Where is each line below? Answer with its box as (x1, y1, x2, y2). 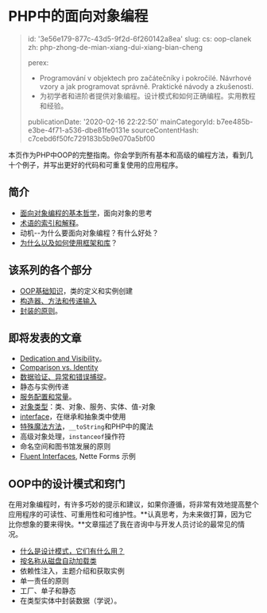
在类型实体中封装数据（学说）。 (19, 596, 122, 606)
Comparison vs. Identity (19, 363, 99, 372)
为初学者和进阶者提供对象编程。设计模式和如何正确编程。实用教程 (39, 91, 256, 100)
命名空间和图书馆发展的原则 (19, 441, 111, 451)
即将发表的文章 (8, 331, 82, 345)
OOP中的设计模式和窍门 (8, 477, 126, 491)
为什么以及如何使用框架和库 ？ (19, 237, 118, 247)
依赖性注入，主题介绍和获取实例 (19, 566, 125, 576)
